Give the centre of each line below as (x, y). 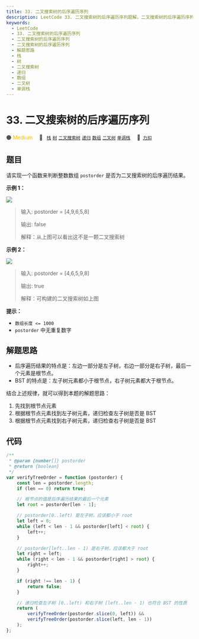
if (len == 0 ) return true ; (51, 488)
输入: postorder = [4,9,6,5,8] (55, 211)
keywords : (18, 23)
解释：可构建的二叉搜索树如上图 (60, 298)
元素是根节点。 (38, 373)
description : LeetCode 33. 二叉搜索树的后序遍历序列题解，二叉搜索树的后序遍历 (96, 17)
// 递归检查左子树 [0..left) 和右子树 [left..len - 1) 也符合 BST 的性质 (102, 603)
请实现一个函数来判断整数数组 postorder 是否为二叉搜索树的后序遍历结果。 (97, 175)
